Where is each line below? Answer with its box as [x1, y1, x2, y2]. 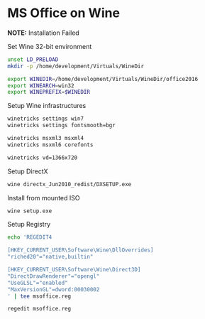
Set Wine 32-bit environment [7, 42, 92, 50]
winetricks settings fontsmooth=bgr [7, 122, 116, 129]
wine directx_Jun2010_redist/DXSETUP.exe [7, 180, 132, 188]
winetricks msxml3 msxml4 [7, 135, 84, 142]
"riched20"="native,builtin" [7, 254, 94, 261]
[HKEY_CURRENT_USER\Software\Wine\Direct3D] [7, 266, 141, 274]
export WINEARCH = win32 [7, 82, 74, 90]
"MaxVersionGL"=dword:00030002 [7, 286, 100, 293]
